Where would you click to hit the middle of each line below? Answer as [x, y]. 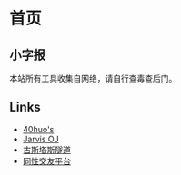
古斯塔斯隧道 [46, 150]
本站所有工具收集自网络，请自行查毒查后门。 [93, 78]
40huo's [38, 129]
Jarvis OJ [40, 139]
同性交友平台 [46, 160]
